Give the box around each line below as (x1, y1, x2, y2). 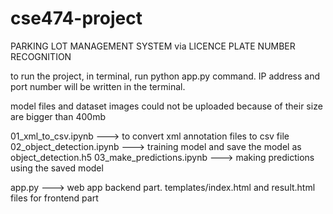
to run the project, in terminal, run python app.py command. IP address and (10, 70, 321, 82)
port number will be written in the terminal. (10, 80, 186, 92)
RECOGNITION (10, 50, 72, 62)
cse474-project (10, 7, 143, 30)
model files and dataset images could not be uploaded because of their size (10, 100, 323, 112)
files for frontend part (10, 192, 99, 204)
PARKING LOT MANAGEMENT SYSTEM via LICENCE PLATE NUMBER (10, 40, 296, 52)
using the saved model (10, 162, 104, 174)
